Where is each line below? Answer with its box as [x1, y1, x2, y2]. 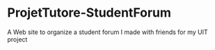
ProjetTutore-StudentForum [7, 5, 172, 21]
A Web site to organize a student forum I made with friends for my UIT [7, 28, 209, 36]
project [7, 35, 28, 43]
